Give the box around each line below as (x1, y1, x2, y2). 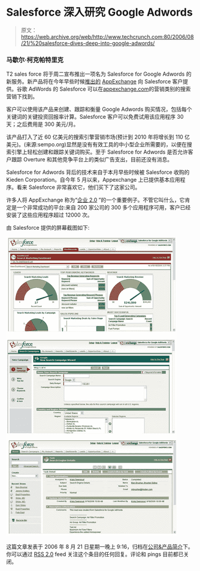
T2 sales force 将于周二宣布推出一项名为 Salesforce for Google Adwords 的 (6, 70, 192, 78)
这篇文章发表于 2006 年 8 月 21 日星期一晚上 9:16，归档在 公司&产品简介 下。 (6, 543, 193, 551)
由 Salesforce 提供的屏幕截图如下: (6, 224, 90, 232)
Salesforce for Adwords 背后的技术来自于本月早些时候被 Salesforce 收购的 (6, 169, 190, 176)
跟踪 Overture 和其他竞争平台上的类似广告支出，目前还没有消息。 (11, 156, 172, 163)
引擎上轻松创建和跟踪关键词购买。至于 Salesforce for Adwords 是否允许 (11, 148, 189, 156)
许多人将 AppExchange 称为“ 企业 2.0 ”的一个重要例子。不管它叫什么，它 (6, 196, 185, 204)
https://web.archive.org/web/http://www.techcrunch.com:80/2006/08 (20, 33, 194, 40)
